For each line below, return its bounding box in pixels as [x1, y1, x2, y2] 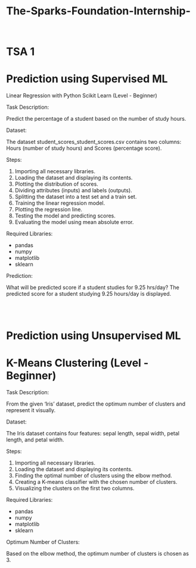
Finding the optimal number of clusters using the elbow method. [14, 472, 173, 479]
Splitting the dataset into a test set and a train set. [14, 193, 137, 201]
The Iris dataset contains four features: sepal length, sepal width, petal [6, 430, 180, 437]
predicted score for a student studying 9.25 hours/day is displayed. [6, 290, 172, 297]
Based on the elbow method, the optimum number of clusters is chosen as [6, 550, 189, 557]
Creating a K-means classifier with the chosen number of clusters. [14, 478, 178, 486]
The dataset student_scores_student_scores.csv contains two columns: [6, 139, 182, 146]
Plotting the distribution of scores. [14, 180, 98, 188]
